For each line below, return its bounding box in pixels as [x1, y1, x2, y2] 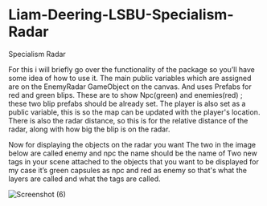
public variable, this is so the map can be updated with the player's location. [8, 107, 261, 117]
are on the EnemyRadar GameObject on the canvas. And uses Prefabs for [8, 82, 252, 91]
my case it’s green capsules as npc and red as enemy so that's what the [8, 165, 248, 175]
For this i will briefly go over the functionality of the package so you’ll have [8, 64, 255, 74]
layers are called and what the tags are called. [8, 174, 161, 184]
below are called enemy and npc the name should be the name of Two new [8, 148, 257, 158]
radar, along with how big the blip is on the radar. [8, 124, 170, 134]
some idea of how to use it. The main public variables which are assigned [8, 73, 252, 83]
